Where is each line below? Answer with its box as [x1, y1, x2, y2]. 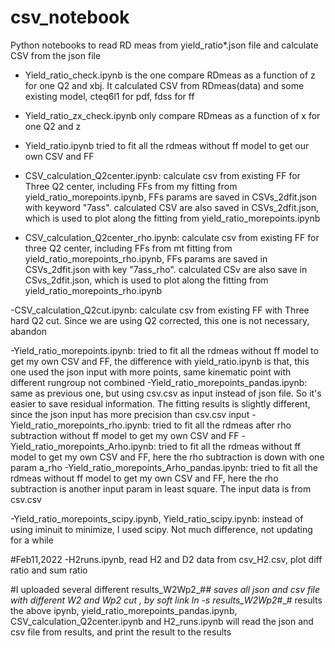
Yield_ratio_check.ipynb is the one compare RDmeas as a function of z [24, 69, 316, 81]
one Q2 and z [24, 120, 82, 132]
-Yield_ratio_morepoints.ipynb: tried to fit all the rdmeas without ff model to [10, 344, 319, 356]
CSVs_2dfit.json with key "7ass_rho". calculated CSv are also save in [24, 263, 308, 275]
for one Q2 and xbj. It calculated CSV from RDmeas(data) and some [24, 79, 305, 91]
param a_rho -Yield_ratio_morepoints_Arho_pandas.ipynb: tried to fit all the [10, 461, 318, 473]
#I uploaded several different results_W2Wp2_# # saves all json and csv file [10, 583, 321, 595]
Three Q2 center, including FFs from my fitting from [24, 180, 238, 192]
